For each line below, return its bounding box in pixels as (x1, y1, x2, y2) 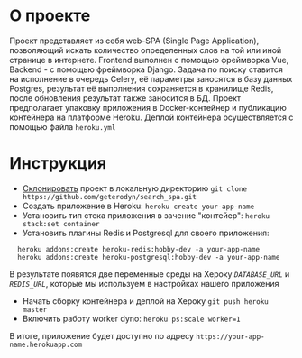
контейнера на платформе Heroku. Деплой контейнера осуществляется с (9, 112, 294, 123)
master (22, 305, 48, 314)
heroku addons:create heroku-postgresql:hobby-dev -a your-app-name (17, 252, 280, 262)
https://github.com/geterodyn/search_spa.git (22, 192, 197, 201)
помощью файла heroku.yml (9, 121, 116, 132)
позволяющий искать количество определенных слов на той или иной (9, 44, 282, 55)
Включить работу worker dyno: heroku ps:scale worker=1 (22, 313, 241, 324)
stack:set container (22, 219, 100, 228)
